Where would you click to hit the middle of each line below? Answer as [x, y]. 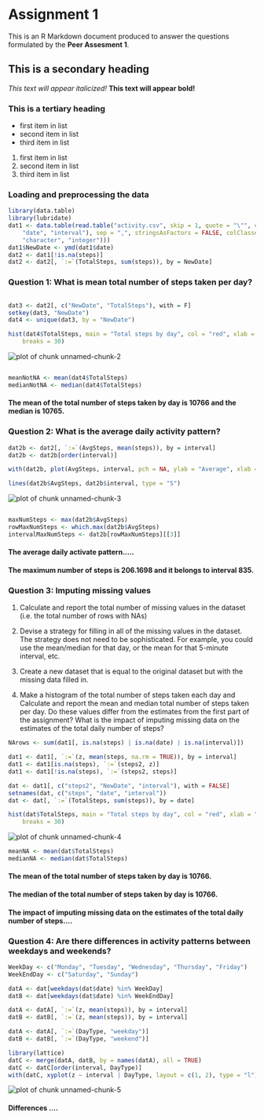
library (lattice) [37, 1053]
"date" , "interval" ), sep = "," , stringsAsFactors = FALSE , [123, 233]
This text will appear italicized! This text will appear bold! [102, 88]
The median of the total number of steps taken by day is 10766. [113, 894]
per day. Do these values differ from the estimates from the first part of [134, 712]
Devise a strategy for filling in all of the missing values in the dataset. [131, 631]
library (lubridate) [40, 218]
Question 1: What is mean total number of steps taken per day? [130, 282]
